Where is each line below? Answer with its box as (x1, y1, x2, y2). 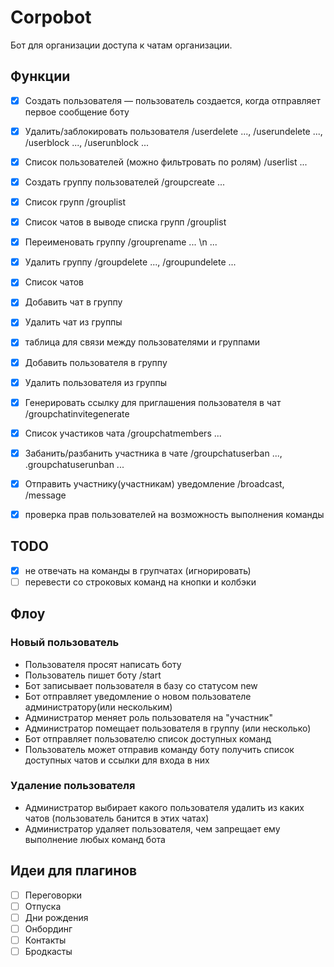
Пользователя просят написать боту (24, 658, 182, 670)
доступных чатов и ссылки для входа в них (24, 754, 210, 766)
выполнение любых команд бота (24, 833, 166, 845)
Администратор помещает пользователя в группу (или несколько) (24, 722, 312, 734)
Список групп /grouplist (24, 196, 126, 208)
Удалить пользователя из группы (24, 376, 168, 388)
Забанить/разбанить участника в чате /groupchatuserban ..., (24, 447, 283, 459)
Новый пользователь (10, 636, 120, 650)
